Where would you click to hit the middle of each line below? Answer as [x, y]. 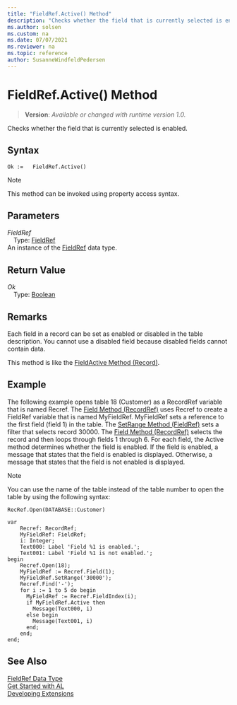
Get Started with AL [36, 686]
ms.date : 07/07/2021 [38, 40]
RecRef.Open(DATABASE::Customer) [56, 510]
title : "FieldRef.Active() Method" [60, 14]
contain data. [26, 349]
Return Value [36, 270]
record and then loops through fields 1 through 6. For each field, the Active [116, 439]
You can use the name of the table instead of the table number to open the [116, 489]
